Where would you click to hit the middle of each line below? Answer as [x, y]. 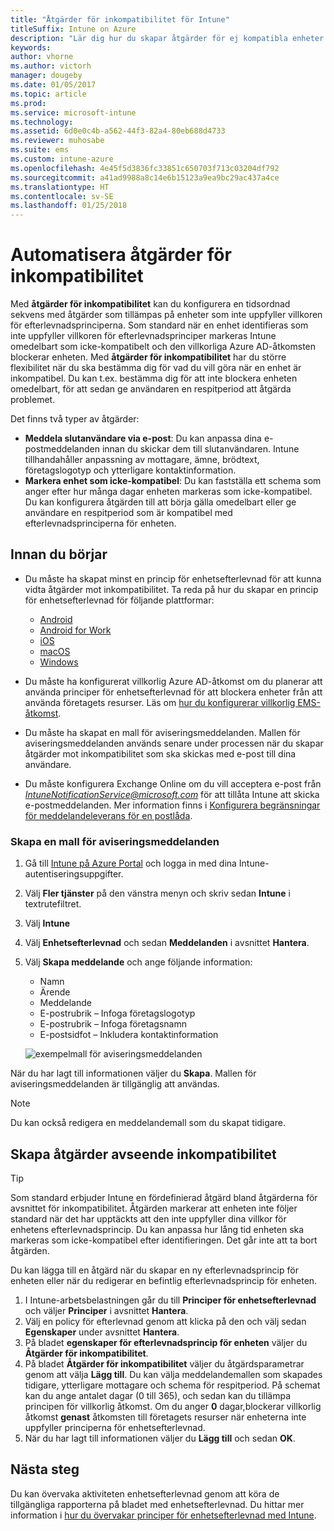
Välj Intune [47, 923]
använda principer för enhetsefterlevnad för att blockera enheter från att [173, 692]
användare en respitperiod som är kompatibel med [128, 513]
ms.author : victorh [51, 66]
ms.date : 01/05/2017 [53, 85]
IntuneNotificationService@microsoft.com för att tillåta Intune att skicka [172, 794]
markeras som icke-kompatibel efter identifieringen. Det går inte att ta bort [164, 1240]
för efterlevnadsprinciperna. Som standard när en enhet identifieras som [159, 325]
